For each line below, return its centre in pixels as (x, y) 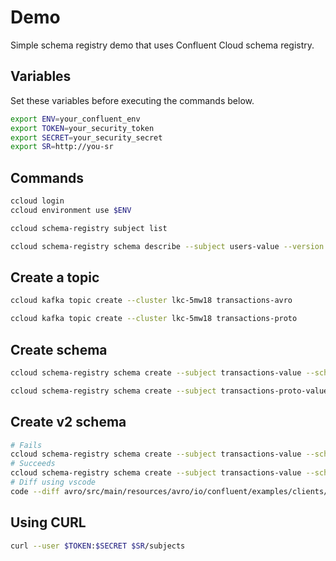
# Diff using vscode (53, 482)
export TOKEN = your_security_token (82, 128)
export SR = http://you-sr (62, 147)
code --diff (35, 491)
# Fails (26, 445)
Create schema (59, 349)
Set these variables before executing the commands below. (132, 100)
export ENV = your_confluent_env (75, 119)
